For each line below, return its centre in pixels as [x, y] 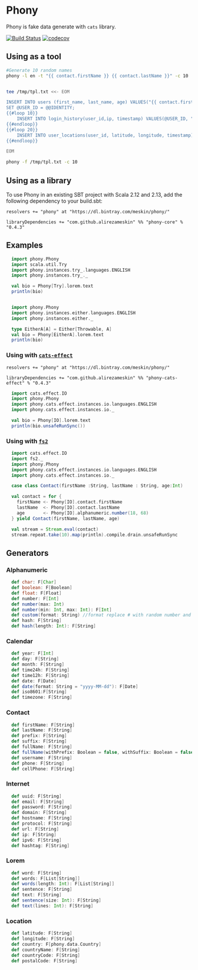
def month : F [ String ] [38, 665]
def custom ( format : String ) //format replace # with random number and [101, 615]
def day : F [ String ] [35, 659]
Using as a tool [34, 57]
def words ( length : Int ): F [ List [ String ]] [63, 884]
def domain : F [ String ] [39, 813]
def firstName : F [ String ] [43, 725]
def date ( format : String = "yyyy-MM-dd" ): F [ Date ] [75, 686]
